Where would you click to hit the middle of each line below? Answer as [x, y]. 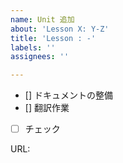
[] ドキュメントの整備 [68, 95]
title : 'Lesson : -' [53, 38]
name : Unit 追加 [42, 19]
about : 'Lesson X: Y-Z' [60, 29]
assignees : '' [40, 57]
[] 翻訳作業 [47, 108]
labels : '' [33, 47]
